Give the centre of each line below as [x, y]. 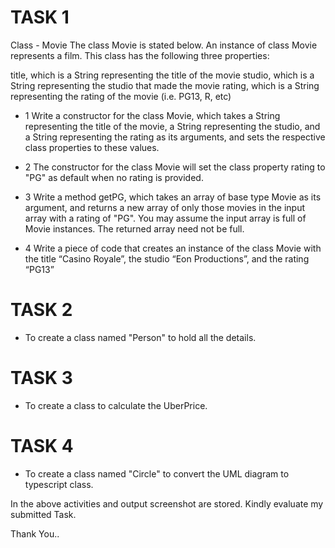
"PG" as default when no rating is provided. [114, 177]
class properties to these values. [92, 147]
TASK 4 [42, 446]
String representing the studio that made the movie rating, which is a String [165, 85]
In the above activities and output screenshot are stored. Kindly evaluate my [167, 503]
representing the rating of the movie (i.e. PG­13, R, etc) [121, 96]
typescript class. [59, 484]
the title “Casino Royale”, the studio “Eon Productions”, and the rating [167, 258]
